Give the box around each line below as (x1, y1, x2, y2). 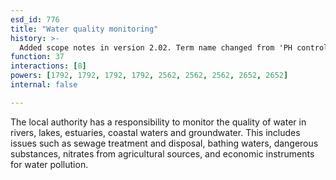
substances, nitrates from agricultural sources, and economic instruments (10, 147, 315, 160)
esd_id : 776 (10, 14, 60, 25)
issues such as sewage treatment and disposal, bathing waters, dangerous (10, 137, 319, 149)
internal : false (10, 80, 78, 90)
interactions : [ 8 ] (10, 61, 87, 71)
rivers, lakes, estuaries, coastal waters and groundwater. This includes (10, 126, 301, 138)
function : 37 (10, 52, 65, 62)
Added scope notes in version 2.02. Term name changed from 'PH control (19, 42, 329, 53)
